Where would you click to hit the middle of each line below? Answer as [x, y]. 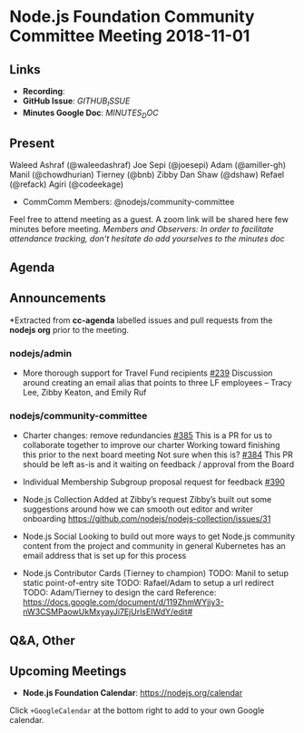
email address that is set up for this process [104, 556]
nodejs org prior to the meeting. [69, 329]
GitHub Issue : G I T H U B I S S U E [76, 102]
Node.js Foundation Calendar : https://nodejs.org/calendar [132, 693]
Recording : [44, 91]
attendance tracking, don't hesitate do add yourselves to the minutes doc [147, 239]
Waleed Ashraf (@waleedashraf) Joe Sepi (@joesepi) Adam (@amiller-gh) [148, 165]
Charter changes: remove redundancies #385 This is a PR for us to [147, 435]
